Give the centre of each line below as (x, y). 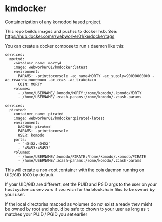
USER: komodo (31, 135)
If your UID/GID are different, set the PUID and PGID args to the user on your (81, 184)
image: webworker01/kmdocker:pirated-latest (59, 118)
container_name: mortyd (38, 63)
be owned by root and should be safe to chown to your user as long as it (77, 209)
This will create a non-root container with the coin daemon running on (75, 170)
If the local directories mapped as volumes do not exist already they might (79, 204)
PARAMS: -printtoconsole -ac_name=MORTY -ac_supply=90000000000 (84, 76)
